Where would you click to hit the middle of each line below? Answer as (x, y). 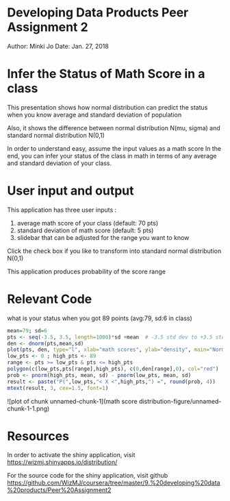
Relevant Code (50, 299)
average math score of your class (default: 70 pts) (88, 223)
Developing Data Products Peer (98, 13)
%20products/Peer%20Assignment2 (59, 490)
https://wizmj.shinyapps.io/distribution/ (62, 462)
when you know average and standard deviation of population (94, 114)
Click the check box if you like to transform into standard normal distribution (114, 251)
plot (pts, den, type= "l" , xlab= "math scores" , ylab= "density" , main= (108, 350)
